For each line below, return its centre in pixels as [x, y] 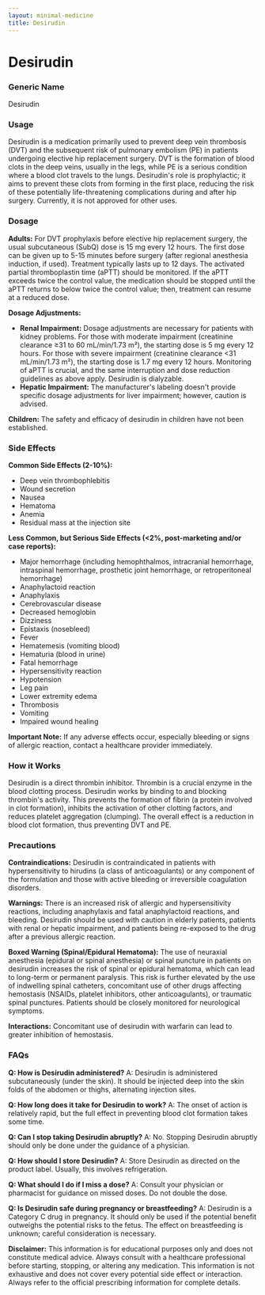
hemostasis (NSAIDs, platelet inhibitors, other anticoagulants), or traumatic [130, 994]
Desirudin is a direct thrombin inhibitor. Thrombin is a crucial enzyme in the [131, 783]
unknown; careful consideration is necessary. [82, 1233]
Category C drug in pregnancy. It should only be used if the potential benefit [132, 1217]
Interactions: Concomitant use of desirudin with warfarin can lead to [120, 1027]
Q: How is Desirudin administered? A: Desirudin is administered [113, 1073]
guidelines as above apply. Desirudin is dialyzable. [102, 378]
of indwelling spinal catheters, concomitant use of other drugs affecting [125, 985]
